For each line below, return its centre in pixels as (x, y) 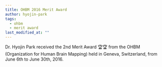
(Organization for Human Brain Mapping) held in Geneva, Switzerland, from (81, 54)
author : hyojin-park (26, 14)
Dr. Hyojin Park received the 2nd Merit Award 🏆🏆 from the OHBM (73, 47)
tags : (11, 19)
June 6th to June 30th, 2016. (34, 59)
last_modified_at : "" (27, 33)
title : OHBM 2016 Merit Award (36, 10)
